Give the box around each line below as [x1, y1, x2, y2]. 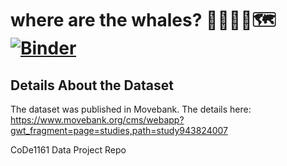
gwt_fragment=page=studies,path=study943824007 [10, 125, 228, 136]
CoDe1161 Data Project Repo [10, 144, 127, 156]
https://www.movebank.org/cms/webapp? [10, 114, 185, 126]
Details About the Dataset [10, 77, 174, 94]
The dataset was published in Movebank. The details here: [10, 103, 252, 115]
